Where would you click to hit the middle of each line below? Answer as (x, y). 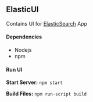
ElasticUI (22, 10)
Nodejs (23, 50)
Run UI (14, 69)
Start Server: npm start (34, 82)
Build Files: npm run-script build (46, 94)
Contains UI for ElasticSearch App (47, 23)
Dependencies (24, 37)
